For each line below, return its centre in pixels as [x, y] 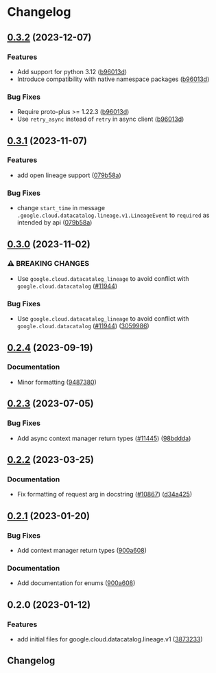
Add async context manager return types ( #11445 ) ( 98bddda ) [104, 438]
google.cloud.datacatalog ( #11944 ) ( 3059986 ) [83, 326]
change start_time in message [61, 208]
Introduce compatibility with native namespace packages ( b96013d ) [113, 79]
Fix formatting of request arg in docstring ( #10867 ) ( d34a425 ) [105, 494]
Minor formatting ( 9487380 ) [57, 382]
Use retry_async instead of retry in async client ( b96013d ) [100, 119]
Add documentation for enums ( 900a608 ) [76, 583]
